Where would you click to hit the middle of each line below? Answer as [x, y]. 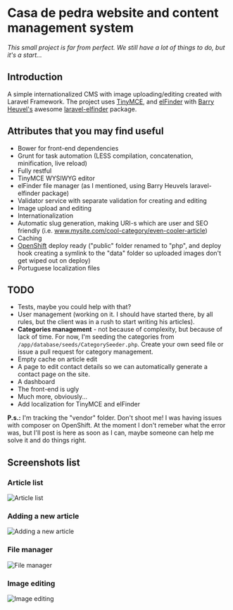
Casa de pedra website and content [113, 13]
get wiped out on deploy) [54, 260]
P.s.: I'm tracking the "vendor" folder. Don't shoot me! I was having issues [115, 418]
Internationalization [45, 216]
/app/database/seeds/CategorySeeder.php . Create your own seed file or [120, 344]
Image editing [31, 583]
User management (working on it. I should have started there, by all [115, 314]
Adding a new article [43, 516]
